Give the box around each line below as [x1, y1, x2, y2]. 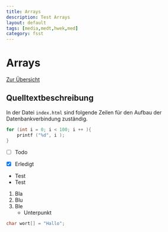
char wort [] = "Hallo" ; [6, 220, 65, 226]
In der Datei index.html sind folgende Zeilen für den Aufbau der [6, 109, 162, 116]
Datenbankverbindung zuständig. [6, 115, 88, 122]
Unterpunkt [23, 209, 52, 216]
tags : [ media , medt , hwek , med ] [6, 25, 78, 31]
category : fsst [6, 31, 44, 37]
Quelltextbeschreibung [6, 93, 94, 103]
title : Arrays [6, 8, 42, 15]
